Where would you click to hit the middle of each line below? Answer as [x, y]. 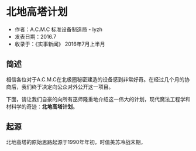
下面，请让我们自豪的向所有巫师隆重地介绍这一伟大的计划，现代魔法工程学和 [98, 99]
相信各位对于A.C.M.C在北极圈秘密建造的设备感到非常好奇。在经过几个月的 [95, 79]
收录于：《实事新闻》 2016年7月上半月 [60, 44]
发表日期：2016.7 [35, 36]
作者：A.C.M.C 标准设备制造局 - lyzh [59, 29]
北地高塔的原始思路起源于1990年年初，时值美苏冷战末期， [76, 142]
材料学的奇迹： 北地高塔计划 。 [42, 107]
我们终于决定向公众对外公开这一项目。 [68, 87]
